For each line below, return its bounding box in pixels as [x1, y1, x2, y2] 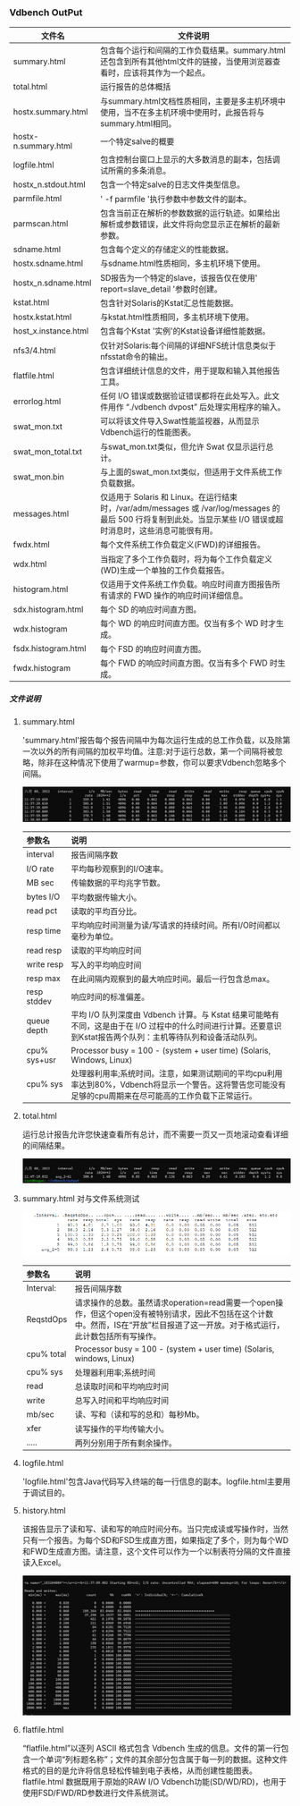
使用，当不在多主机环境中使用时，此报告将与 [100, 106, 265, 117]
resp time [26, 925, 62, 936]
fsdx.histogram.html [12, 643, 87, 654]
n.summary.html [12, 140, 73, 151]
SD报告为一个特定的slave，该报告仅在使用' [100, 272, 258, 283]
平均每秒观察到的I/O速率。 [71, 863, 169, 874]
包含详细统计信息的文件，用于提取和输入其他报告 [100, 365, 281, 376]
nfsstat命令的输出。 [100, 351, 173, 361]
